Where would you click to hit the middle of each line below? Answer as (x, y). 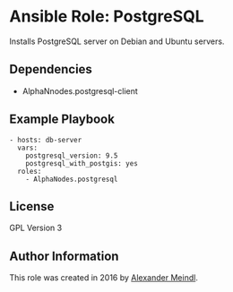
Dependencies (51, 69)
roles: (30, 171)
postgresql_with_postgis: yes (82, 163)
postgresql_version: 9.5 (72, 155)
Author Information (64, 256)
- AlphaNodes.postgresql (72, 179)
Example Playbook (62, 120)
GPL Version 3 (36, 228)
